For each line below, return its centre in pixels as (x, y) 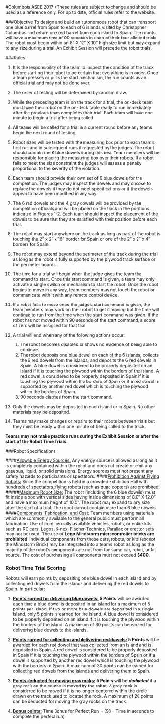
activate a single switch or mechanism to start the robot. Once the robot (85, 284)
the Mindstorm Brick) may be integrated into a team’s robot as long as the (80, 544)
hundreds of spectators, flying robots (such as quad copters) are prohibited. (83, 487)
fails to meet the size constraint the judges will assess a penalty (77, 163)
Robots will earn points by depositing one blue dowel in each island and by (81, 578)
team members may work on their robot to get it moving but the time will (86, 310)
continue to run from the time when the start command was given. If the (85, 315)
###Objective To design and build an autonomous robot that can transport (81, 22)
